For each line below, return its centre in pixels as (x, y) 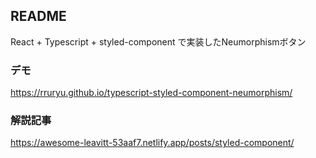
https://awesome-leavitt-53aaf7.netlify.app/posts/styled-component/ (152, 143)
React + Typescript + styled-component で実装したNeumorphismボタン (158, 41)
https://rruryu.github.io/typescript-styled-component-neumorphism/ (151, 93)
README (38, 16)
